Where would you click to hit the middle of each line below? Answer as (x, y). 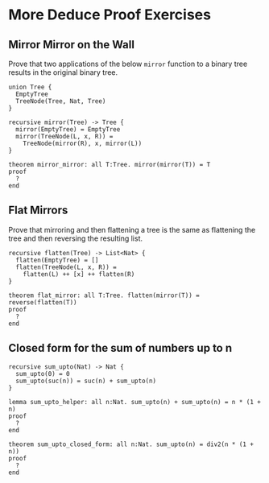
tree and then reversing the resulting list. (76, 238)
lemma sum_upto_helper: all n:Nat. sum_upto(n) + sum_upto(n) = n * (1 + (135, 402)
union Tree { (30, 87)
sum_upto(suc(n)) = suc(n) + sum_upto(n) (86, 381)
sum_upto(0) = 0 (43, 374)
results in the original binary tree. (63, 72)
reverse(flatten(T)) (43, 302)
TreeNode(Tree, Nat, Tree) (61, 101)
